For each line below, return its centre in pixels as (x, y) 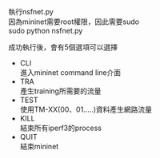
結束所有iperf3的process (61, 128)
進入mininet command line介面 (70, 73)
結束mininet (39, 146)
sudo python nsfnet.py (46, 31)
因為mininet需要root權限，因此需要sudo (74, 22)
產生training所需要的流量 (60, 91)
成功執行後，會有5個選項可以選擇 (63, 47)
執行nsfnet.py (31, 12)
